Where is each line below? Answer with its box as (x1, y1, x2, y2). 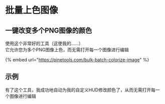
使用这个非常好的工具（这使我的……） (5, 41, 84, 46)
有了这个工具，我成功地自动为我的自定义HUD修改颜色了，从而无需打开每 (5, 86, 155, 93)
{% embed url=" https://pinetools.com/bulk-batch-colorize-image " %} (5, 57, 149, 63)
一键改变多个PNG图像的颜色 (5, 26, 92, 35)
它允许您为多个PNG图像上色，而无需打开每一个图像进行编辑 (5, 47, 129, 53)
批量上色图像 (5, 5, 59, 16)
